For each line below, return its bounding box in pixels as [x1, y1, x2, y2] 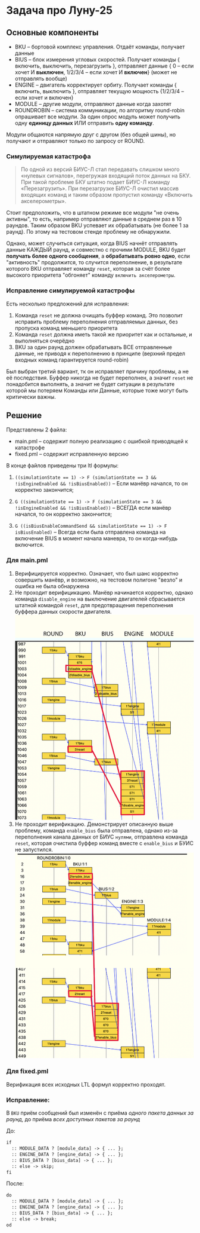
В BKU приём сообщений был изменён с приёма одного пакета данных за [6, 1109, 194, 1116]
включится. [14, 541, 45, 549]
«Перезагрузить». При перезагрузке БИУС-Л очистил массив [20, 185, 179, 192]
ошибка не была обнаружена [14, 582, 89, 589]
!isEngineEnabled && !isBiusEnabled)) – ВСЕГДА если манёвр [14, 504, 171, 512]
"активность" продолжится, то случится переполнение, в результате [6, 259, 183, 266]
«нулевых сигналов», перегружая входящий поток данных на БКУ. [20, 172, 191, 179]
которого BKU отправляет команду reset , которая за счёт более [6, 265, 171, 273]
